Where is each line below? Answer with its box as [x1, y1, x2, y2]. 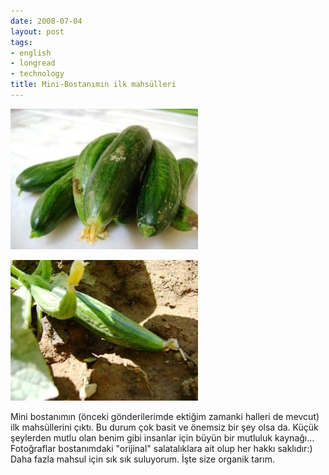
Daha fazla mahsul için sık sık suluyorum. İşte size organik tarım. [10, 453, 275, 465]
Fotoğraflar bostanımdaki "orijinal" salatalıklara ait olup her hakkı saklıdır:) [10, 442, 313, 454]
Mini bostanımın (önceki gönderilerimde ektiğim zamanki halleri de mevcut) [10, 410, 320, 422]
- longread [10, 58, 56, 69]
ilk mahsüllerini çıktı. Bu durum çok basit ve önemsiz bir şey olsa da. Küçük [10, 421, 319, 433]
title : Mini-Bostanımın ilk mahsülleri [10, 80, 177, 90]
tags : [10, 37, 33, 47]
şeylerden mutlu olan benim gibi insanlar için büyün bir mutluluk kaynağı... [10, 431, 315, 444]
